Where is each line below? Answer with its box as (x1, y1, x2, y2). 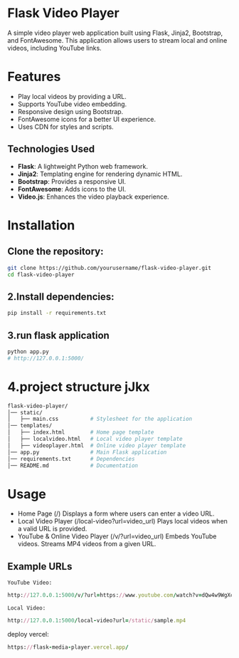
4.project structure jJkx (7, 379, 150, 395)
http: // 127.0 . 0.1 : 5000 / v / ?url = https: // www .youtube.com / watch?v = (7, 592, 202, 599)
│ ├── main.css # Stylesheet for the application (7, 415, 193, 423)
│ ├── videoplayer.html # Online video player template (7, 442, 186, 449)
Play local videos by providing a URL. (17, 92, 127, 100)
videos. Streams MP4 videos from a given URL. (17, 540, 156, 548)
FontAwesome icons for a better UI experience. (17, 115, 156, 123)
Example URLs (7, 560, 73, 573)
